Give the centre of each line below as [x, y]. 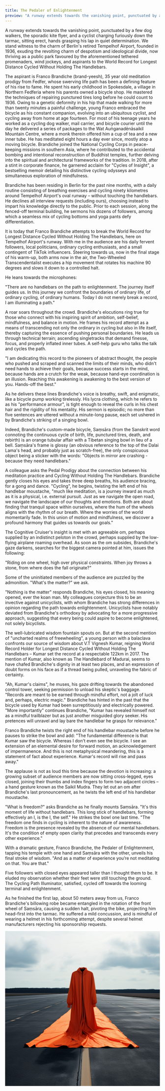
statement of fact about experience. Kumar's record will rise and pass [76, 756]
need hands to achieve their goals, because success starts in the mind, [77, 368]
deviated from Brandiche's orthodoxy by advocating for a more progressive [82, 613]
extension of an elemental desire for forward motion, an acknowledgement [81, 746]
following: [15, 553]
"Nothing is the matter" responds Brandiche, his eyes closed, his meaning [80, 592]
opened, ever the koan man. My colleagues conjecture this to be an [73, 597]
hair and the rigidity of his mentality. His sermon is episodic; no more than [80, 409]
